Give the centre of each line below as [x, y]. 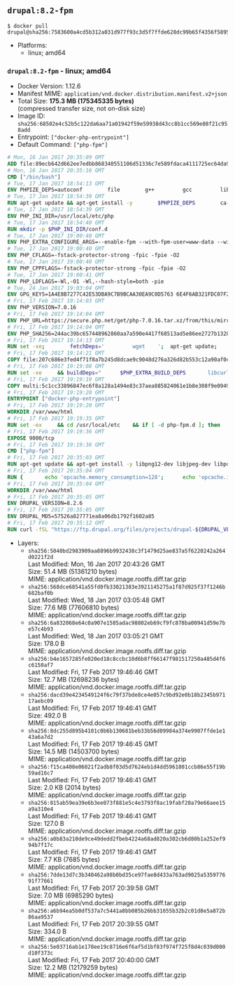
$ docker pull [28, 26]
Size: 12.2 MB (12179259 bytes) [73, 967]
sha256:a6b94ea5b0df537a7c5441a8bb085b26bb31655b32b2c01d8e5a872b [127, 911]
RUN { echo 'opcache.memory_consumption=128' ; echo [101, 477]
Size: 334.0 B [47, 931]
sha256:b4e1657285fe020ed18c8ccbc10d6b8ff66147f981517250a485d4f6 [127, 659]
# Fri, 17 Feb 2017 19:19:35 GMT [56, 419]
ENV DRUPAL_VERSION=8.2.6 [45, 504]
